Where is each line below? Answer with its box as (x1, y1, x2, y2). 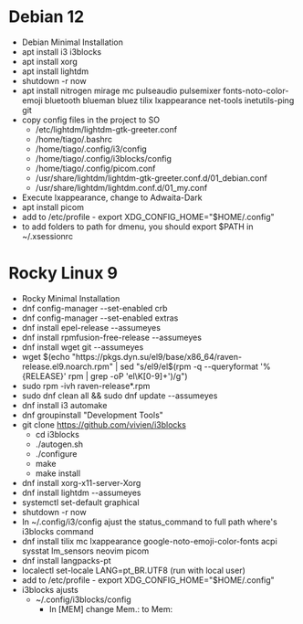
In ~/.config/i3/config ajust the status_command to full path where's (21, 516, 277, 527)
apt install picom (21, 201, 84, 212)
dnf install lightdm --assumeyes (21, 487, 141, 498)
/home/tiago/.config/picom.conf (35, 163, 156, 174)
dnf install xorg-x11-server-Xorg (21, 477, 141, 488)
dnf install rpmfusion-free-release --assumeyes (21, 332, 203, 343)
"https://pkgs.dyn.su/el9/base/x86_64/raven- (71, 351, 243, 362)
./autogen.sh (35, 439, 84, 449)
